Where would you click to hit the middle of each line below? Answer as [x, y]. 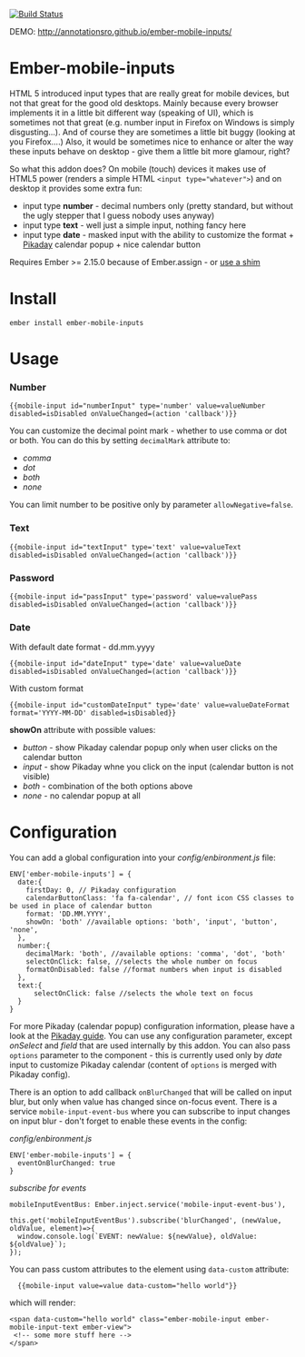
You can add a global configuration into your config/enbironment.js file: [143, 857]
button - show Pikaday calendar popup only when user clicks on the [150, 748]
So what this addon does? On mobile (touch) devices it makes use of [138, 169]
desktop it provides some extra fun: [76, 188]
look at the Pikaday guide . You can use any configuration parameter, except [151, 1036]
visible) [36, 777]
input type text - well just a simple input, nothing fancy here [134, 225]
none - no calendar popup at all [81, 796]
